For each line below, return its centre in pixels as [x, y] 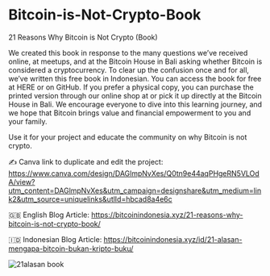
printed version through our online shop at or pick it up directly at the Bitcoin [135, 95]
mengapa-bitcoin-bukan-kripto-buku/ [71, 249]
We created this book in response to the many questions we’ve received [128, 52]
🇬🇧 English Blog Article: [49, 215]
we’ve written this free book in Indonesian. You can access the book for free [135, 78]
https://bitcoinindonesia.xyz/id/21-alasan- [173, 239]
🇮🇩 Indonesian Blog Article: [55, 239]
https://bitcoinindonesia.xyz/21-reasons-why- [167, 215]
